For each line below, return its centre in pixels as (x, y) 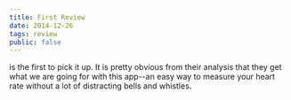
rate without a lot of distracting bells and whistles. (101, 86)
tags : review (33, 34)
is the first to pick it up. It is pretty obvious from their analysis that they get (145, 67)
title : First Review (48, 17)
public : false (36, 42)
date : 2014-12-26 (41, 26)
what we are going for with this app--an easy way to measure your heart (142, 77)
